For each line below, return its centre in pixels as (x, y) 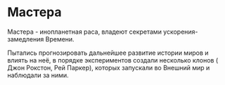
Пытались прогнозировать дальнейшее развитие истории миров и (108, 53)
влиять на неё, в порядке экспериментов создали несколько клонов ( (113, 60)
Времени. (60, 39)
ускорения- (180, 32)
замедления (26, 39)
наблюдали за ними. (38, 75)
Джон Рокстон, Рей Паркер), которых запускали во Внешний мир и (109, 67)
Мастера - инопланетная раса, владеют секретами (84, 32)
